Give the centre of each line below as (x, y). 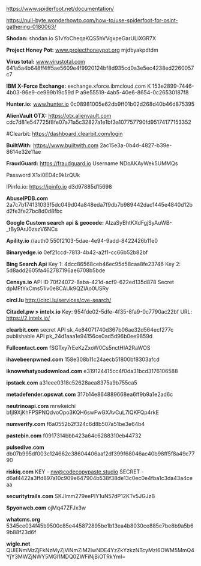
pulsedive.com (25, 447)
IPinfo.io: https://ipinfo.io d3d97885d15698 (59, 187)
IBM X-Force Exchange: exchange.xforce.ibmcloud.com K (79, 86)
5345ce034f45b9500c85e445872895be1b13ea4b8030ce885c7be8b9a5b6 (100, 526)
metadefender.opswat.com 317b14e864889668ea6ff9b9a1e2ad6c (90, 394)
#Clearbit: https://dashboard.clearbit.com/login (64, 134)
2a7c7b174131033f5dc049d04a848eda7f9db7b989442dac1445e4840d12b (100, 205)
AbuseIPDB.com (27, 198)
